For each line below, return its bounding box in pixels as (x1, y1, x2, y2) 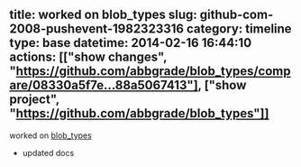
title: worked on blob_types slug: (9, 7, 198, 23)
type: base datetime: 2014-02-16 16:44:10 (9, 35, 252, 51)
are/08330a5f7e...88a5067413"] (9, 78, 198, 93)
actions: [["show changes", (9, 50, 168, 65)
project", (9, 92, 60, 107)
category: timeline (186, 22, 292, 37)
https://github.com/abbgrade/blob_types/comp (15, 63, 291, 79)
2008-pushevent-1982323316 (9, 22, 185, 37)
